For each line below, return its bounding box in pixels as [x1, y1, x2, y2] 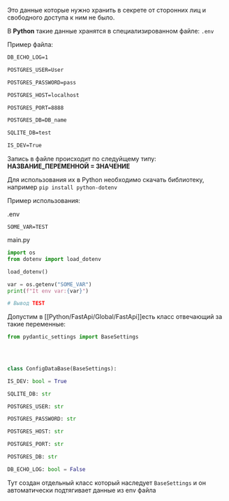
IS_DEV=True [7, 142, 42, 149]
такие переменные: [7, 320, 66, 329]
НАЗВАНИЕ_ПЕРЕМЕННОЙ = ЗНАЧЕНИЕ [7, 162, 131, 170]
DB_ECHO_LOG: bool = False [7, 465, 86, 473]
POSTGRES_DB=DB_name [7, 117, 68, 124]
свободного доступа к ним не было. [7, 13, 115, 22]
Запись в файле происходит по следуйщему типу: [7, 155, 157, 163]
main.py [7, 236, 30, 244]
